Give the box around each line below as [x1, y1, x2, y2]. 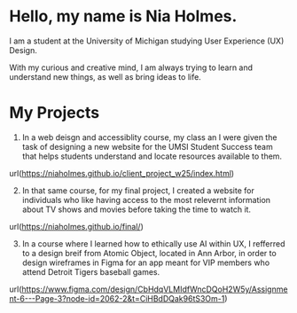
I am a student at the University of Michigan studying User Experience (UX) [9, 35, 285, 46]
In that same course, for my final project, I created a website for [21, 184, 254, 196]
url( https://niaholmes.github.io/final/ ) [9, 221, 145, 231]
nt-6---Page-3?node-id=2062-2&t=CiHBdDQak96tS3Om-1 [9, 293, 225, 303]
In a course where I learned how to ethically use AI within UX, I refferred [21, 238, 285, 249]
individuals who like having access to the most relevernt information [21, 194, 271, 205]
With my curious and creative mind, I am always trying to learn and [9, 62, 254, 73]
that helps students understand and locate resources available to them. [21, 151, 282, 161]
